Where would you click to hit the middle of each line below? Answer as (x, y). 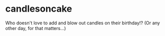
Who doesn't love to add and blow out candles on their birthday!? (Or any (83, 23)
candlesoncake (39, 9)
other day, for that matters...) (36, 28)
